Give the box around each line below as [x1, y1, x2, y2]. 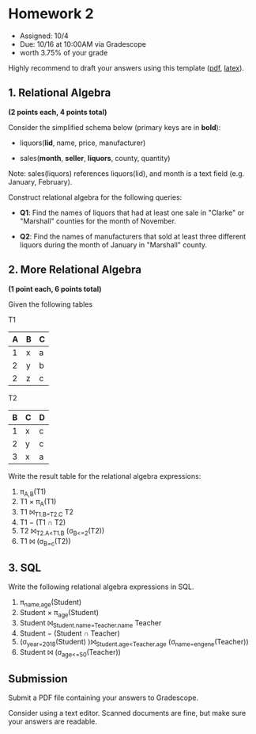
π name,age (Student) [19, 598, 82, 609]
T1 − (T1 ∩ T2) [19, 517, 66, 527]
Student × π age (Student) [19, 608, 99, 619]
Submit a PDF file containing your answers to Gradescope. [8, 693, 199, 702]
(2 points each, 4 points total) [8, 107, 107, 117]
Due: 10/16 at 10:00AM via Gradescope [19, 39, 146, 48]
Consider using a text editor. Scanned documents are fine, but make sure [8, 709, 247, 718]
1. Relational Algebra [8, 86, 111, 100]
